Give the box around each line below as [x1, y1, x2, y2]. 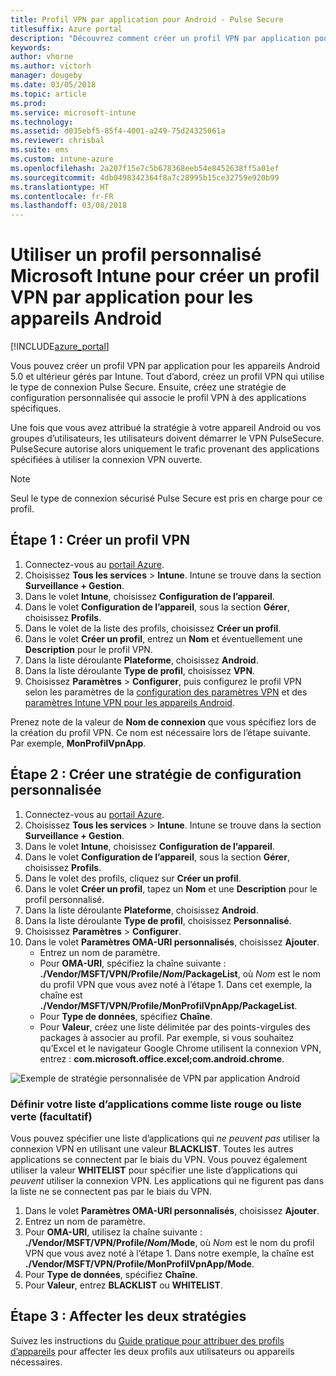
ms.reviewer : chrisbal [10, 136, 105, 146]
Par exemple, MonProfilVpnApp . [10, 737, 147, 749]
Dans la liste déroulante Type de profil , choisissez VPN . [24, 664, 256, 676]
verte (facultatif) [10, 1109, 93, 1123]
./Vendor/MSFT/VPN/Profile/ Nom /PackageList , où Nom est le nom [39, 967, 321, 980]
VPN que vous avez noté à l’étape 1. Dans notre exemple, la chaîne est [24, 1247, 315, 1259]
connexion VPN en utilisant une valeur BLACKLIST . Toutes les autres [10, 1142, 294, 1155]
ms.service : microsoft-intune [10, 107, 137, 118]
